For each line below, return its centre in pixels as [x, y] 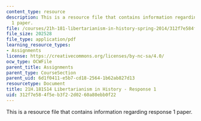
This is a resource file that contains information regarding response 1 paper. [99, 111]
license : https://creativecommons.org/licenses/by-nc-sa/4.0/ [85, 56]
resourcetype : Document [36, 84]
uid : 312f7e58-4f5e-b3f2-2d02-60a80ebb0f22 [61, 95]
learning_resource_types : [38, 45]
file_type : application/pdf [41, 39]
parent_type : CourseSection [41, 73]
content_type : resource [36, 12]
